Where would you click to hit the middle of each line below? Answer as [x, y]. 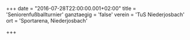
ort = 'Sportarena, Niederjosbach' [47, 21]
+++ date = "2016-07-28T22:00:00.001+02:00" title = [71, 8]
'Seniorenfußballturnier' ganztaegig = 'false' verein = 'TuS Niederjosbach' [95, 14]
